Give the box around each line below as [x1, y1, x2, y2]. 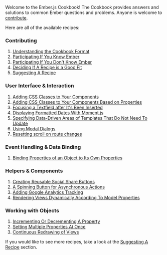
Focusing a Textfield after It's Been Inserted [12, 104, 103, 110]
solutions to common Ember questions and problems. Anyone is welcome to [5, 10, 162, 16]
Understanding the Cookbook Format [12, 49, 90, 55]
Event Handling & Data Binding [5, 143, 81, 150]
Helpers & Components [5, 167, 63, 174]
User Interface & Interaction [5, 82, 74, 89]
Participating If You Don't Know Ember [12, 59, 92, 65]
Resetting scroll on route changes [12, 131, 82, 137]
